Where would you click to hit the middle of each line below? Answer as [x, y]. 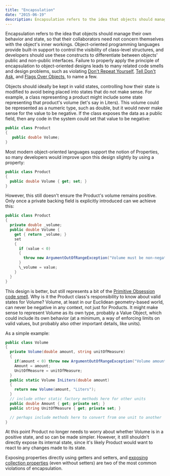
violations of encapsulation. [34, 468]
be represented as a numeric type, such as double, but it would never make [84, 108]
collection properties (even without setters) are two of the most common [81, 463]
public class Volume [27, 342]
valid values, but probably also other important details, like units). [73, 323]
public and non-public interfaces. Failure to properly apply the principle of [82, 61]
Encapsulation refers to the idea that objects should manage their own [78, 34]
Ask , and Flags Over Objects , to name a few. [51, 77]
